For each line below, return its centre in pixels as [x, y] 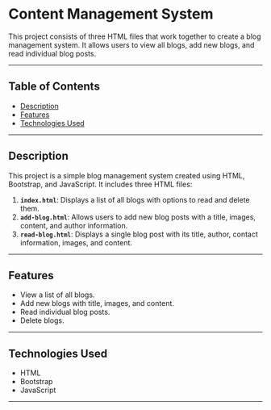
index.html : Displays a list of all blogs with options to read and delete [135, 199]
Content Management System [111, 14]
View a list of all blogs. [57, 295]
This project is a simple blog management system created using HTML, [127, 175]
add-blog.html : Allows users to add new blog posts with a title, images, [138, 217]
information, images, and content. [76, 242]
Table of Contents [54, 87]
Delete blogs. [42, 320]
